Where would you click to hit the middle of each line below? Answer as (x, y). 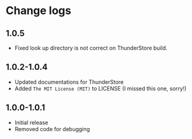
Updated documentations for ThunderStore (69, 82)
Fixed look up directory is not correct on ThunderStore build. (91, 48)
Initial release (31, 122)
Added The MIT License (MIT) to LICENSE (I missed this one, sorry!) (101, 88)
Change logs (39, 11)
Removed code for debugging (52, 129)
